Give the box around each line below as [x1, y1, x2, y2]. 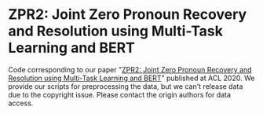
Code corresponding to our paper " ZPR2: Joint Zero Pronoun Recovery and [8, 64, 252, 74]
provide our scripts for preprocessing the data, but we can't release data [8, 81, 243, 91]
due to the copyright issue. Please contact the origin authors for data [8, 90, 232, 99]
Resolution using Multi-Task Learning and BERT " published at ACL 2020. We [8, 73, 255, 83]
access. [8, 98, 34, 108]
